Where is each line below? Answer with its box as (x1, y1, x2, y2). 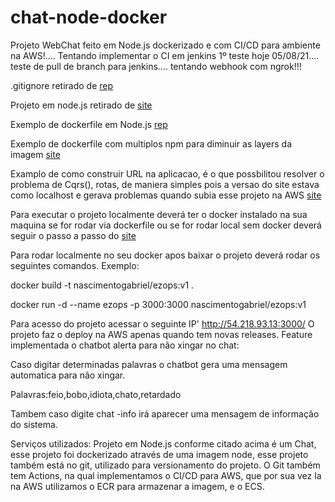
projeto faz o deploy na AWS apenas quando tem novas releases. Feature (10, 328, 313, 340)
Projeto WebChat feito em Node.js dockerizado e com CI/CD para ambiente (10, 39, 321, 51)
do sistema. (10, 418, 58, 430)
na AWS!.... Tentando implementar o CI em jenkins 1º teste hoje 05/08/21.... (10, 49, 320, 61)
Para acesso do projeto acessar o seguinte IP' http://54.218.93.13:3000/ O (10, 317, 315, 330)
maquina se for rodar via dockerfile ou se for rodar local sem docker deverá (10, 219, 322, 231)
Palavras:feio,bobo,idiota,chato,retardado (10, 388, 182, 400)
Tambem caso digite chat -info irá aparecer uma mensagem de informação (10, 407, 320, 420)
